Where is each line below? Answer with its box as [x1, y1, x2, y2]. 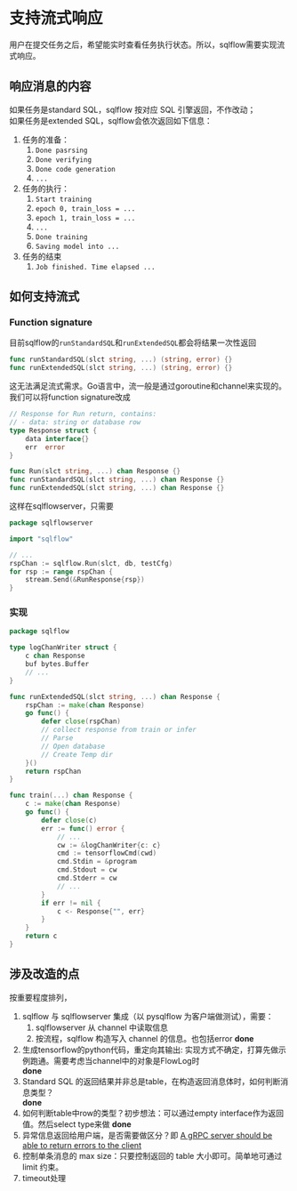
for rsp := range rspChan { [9, 567, 114, 576]
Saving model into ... [35, 242, 120, 251]
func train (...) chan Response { [9, 791, 133, 801]
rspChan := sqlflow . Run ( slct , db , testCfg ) [9, 559, 173, 567]
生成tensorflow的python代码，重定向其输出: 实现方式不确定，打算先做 [21, 1044, 278, 1055]
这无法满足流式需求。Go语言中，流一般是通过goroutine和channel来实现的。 [9, 381, 287, 391]
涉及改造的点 [9, 967, 80, 982]
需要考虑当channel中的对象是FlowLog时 [52, 1055, 200, 1066]
